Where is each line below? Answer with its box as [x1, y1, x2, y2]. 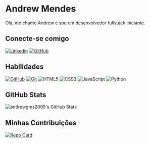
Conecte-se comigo [5, 34, 69, 43]
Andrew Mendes [5, 3, 76, 15]
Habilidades [5, 63, 44, 71]
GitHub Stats [5, 90, 46, 99]
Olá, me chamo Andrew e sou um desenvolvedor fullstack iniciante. [5, 20, 145, 26]
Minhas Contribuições [5, 118, 77, 127]
